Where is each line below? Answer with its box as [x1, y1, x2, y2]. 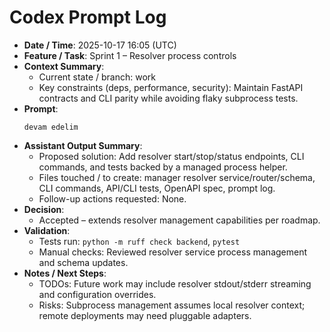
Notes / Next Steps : [23, 267, 107, 279]
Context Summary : [23, 60, 105, 72]
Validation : [23, 224, 71, 236]
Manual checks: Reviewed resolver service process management [38, 246, 308, 258]
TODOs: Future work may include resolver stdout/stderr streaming [38, 277, 312, 290]
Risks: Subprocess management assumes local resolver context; [38, 299, 306, 311]
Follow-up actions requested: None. [38, 192, 187, 205]
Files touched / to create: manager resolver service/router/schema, [38, 171, 316, 183]
